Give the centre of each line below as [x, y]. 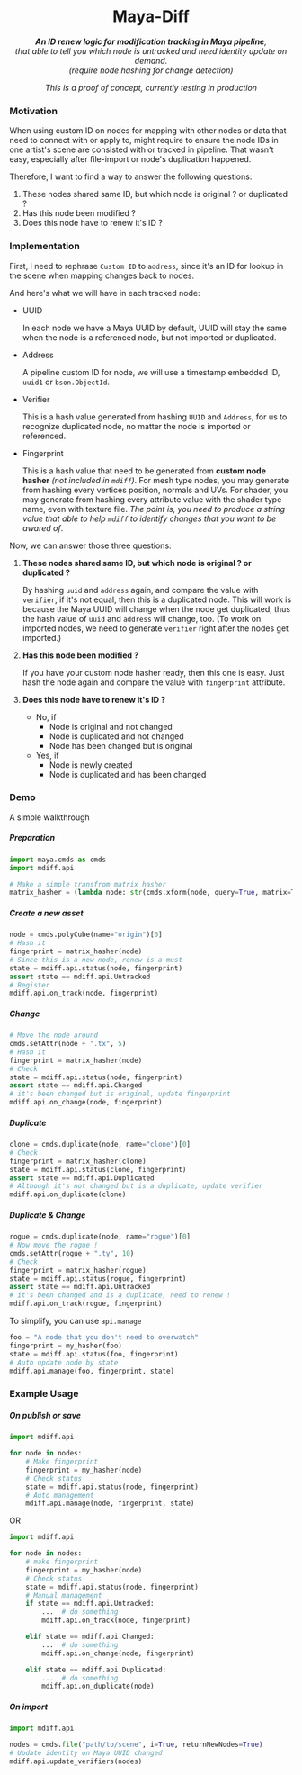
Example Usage [44, 1394]
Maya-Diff [151, 17]
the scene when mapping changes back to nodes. [102, 275]
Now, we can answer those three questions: [91, 545]
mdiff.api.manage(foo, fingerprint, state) [92, 1371]
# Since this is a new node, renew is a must [96, 960]
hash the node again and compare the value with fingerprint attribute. [154, 682]
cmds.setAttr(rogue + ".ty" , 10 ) [72, 1253]
